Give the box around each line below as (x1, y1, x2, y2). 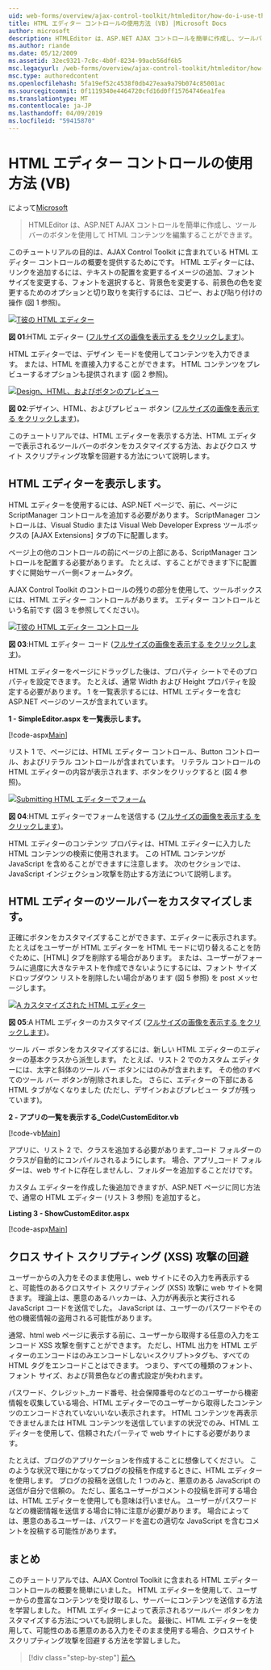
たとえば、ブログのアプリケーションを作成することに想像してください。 (8, 1455, 248, 1466)
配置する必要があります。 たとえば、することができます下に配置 (43, 557, 257, 567)
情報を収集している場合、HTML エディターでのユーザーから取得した (8, 1398, 235, 1408)
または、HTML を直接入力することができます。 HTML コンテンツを (23, 359, 246, 368)
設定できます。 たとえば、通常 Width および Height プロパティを (35, 676, 249, 686)
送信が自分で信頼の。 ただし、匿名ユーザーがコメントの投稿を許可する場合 (8, 1486, 258, 1496)
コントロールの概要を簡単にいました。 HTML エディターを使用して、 (8, 1585, 236, 1595)
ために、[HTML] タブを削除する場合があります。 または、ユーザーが (15, 953, 242, 963)
